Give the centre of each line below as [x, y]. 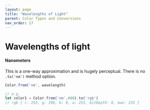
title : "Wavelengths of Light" [37, 14]
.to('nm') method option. [31, 76]
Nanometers [18, 60]
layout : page [18, 9]
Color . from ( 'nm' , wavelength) [36, 85]
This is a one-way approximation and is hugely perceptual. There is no [75, 71]
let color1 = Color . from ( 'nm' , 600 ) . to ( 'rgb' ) [52, 98]
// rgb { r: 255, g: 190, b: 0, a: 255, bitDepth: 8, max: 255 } [72, 103]
